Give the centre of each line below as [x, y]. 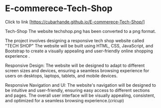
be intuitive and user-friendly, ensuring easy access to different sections [78, 90]
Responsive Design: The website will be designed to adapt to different [75, 65]
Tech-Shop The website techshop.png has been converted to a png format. [80, 31]
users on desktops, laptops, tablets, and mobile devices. [61, 76]
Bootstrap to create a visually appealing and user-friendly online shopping [79, 51]
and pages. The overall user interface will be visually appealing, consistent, [80, 95]
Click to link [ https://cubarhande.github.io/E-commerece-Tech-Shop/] [75, 22]
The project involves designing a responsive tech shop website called [75, 40]
